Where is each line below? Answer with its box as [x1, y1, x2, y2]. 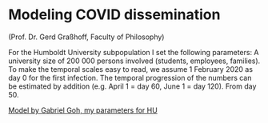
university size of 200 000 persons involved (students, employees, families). [8, 56, 261, 65]
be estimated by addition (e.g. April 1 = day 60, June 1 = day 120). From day [8, 81, 257, 91]
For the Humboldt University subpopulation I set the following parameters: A [8, 47, 259, 57]
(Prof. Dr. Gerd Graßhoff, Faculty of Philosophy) [8, 32, 165, 42]
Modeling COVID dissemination [8, 6, 221, 24]
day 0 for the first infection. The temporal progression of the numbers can [8, 73, 252, 82]
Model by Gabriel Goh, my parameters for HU [8, 105, 158, 115]
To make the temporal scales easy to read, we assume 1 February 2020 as [8, 64, 254, 73]
